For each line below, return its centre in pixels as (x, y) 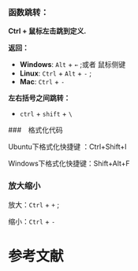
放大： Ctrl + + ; (34, 204)
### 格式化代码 (35, 130)
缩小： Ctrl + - (32, 221)
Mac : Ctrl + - (42, 82)
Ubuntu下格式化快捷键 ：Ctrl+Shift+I (67, 147)
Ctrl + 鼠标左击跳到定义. (47, 31)
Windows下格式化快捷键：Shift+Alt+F (69, 164)
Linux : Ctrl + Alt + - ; (56, 73)
